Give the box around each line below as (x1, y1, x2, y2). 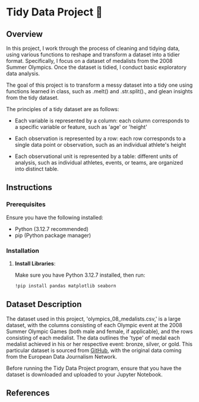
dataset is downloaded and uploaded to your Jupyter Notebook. (6, 371, 163, 378)
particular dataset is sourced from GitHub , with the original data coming (6, 347, 182, 354)
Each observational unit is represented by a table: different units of (14, 153, 178, 160)
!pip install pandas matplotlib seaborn (14, 283, 116, 289)
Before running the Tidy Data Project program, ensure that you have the (6, 365, 182, 372)
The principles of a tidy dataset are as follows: (6, 106, 119, 112)
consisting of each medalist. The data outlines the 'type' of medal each (6, 334, 180, 341)
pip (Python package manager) (14, 232, 91, 239)
